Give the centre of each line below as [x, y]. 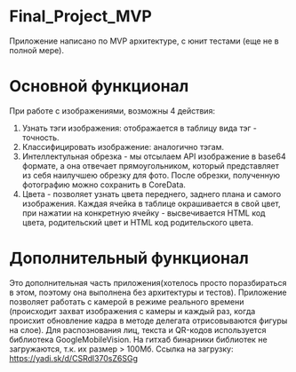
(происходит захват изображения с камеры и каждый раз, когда [132, 311]
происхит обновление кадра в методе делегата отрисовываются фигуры [148, 321]
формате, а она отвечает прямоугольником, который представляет [151, 165]
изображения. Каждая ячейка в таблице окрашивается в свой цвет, [151, 203]
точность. [40, 137]
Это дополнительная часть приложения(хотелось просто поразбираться [148, 282]
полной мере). [37, 50]
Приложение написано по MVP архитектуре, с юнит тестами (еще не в [144, 41]
